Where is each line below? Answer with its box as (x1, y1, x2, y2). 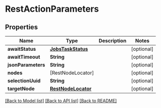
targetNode (7, 86, 35, 92)
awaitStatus (7, 45, 36, 52)
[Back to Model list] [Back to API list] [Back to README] (5, 98, 117, 104)
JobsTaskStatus (49, 45, 88, 52)
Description (98, 38, 127, 44)
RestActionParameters (5, 3, 99, 15)
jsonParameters (7, 62, 45, 68)
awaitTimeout (7, 54, 40, 60)
